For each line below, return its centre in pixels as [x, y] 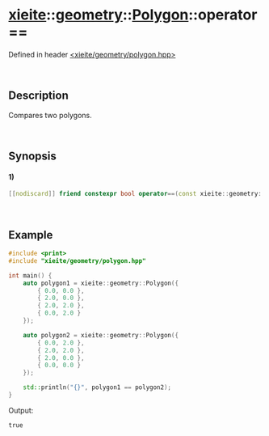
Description [38, 96]
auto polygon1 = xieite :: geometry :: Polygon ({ [101, 283]
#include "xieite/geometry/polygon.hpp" [78, 260]
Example [31, 235]
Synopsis [32, 157]
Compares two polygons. [50, 115]
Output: [21, 410]
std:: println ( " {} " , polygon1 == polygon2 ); [97, 387]
